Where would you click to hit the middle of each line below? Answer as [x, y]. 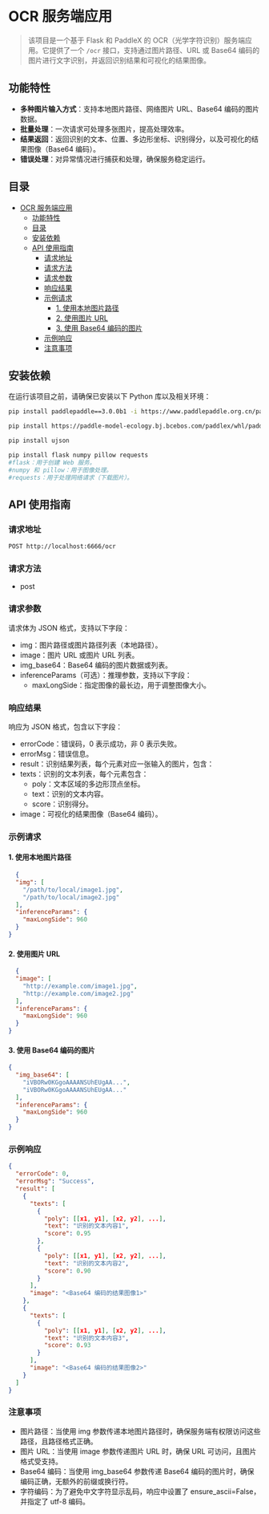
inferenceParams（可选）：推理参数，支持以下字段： [106, 675]
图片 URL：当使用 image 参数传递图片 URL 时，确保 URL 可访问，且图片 [138, 1451]
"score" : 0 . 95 [67, 1234]
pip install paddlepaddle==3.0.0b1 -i [73, 412]
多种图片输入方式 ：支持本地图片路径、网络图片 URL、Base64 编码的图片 [140, 108]
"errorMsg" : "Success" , [55, 1181]
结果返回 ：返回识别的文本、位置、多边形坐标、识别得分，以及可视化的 [136, 139]
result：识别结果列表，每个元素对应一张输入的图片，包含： [117, 764]
